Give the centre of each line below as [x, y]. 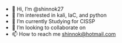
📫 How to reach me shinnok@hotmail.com [64, 34]
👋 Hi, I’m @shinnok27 [37, 9]
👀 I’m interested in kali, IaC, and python [59, 15]
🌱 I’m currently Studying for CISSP [53, 21]
